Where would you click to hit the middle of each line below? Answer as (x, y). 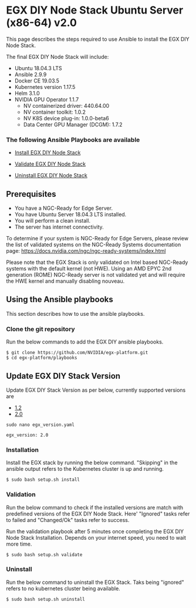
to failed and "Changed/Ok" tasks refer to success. (68, 520)
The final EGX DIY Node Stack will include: (58, 57)
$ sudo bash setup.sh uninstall (45, 599)
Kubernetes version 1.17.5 (45, 87)
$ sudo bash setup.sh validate (44, 554)
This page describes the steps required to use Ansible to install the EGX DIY (98, 39)
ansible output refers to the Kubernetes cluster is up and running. (85, 469)
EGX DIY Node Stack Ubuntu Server (95, 10)
